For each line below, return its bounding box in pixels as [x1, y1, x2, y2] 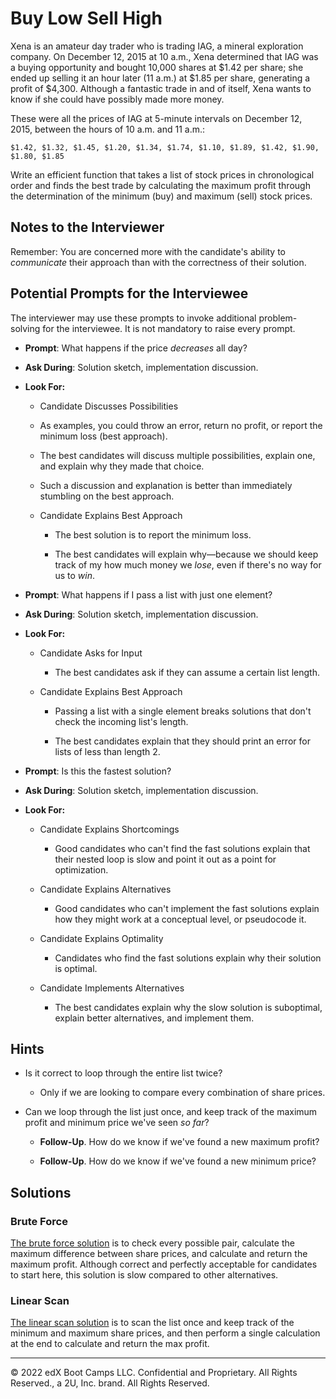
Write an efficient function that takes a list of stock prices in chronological [10, 168, 315, 181]
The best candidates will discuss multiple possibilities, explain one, [39, 449, 316, 461]
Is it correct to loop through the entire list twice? [24, 1067, 223, 1079]
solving [10, 322, 41, 334]
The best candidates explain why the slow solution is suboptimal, [54, 1001, 323, 1013]
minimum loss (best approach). [39, 430, 168, 442]
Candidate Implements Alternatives [39, 982, 185, 994]
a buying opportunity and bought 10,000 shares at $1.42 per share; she [10, 61, 304, 73]
